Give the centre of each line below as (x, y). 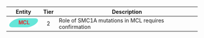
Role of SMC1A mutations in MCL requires (111, 20)
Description (127, 11)
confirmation (75, 27)
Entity (24, 11)
